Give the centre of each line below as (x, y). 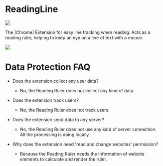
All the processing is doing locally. (55, 134)
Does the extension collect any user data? (55, 81)
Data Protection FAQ (48, 67)
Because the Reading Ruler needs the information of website (82, 154)
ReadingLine (32, 9)
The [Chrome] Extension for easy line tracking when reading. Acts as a (78, 32)
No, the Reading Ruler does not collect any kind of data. (77, 90)
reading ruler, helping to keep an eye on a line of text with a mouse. (74, 37)
